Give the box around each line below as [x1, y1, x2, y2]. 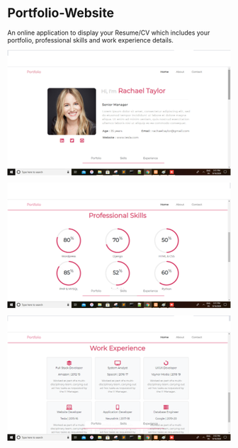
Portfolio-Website [7, 5, 115, 21]
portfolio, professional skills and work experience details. [7, 35, 174, 44]
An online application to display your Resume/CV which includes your [7, 28, 210, 37]
